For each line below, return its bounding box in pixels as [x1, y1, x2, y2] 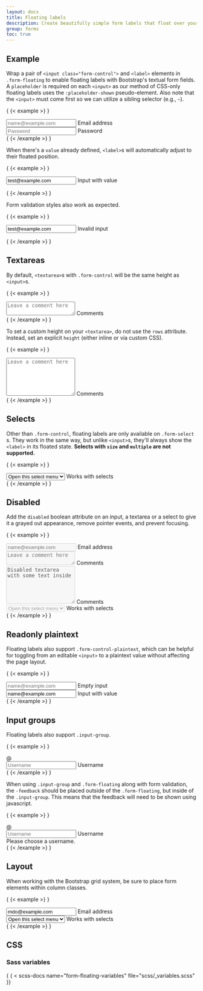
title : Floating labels [6, 15, 66, 21]
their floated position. [6, 152, 60, 160]
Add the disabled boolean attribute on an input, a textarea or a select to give [6, 513, 196, 520]
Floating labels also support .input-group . [6, 731, 111, 738]
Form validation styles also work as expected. [6, 201, 120, 208]
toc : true [6, 31, 31, 37]
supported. [6, 449, 35, 456]
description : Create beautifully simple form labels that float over [6, 20, 185, 26]
